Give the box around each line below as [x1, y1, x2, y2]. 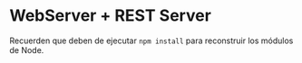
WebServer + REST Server [9, 5, 211, 26]
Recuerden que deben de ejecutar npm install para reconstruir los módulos [9, 35, 294, 46]
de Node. [9, 44, 44, 55]
